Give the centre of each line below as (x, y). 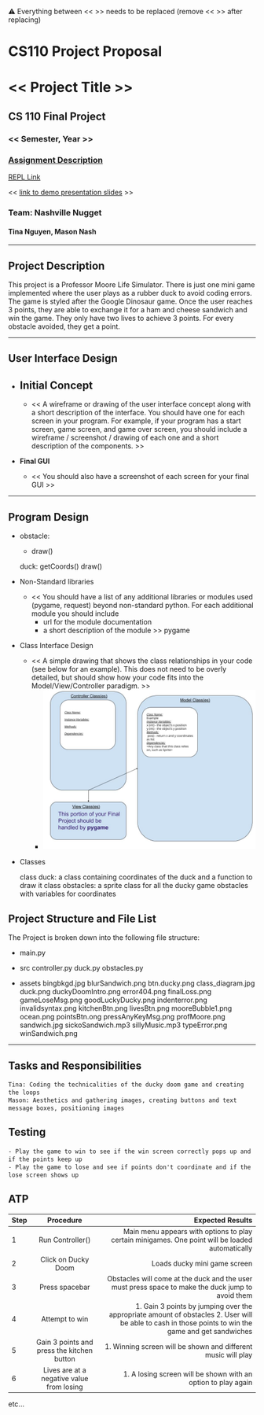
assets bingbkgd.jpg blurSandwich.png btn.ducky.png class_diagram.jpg (137, 983)
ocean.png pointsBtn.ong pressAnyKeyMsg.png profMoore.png (122, 1017)
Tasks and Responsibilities (75, 1065)
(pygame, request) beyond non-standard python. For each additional (142, 605)
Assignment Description (56, 160)
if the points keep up (45, 1159)
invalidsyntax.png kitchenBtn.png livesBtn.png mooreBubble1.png (126, 1008)
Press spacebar (64, 1287)
